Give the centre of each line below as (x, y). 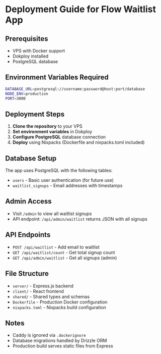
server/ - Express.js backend (43, 286)
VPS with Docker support (39, 51)
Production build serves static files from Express (63, 346)
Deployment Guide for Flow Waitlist (80, 9)
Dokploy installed (30, 56)
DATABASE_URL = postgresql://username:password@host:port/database (75, 89)
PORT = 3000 (16, 98)
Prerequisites (27, 39)
